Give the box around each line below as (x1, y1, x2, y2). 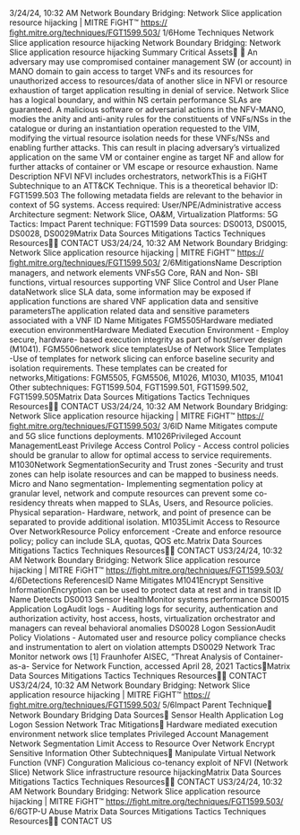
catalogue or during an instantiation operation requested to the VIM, (9, 123, 260, 134)
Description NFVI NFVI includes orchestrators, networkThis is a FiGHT (9, 171, 269, 181)
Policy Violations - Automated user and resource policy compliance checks (9, 632, 287, 643)
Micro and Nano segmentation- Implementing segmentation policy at (9, 479, 263, 488)
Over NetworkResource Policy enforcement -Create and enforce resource (9, 526, 282, 537)
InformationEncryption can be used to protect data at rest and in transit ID (9, 584, 282, 595)
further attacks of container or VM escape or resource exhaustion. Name (9, 162, 279, 171)
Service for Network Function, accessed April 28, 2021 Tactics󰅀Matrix (30, 661, 291, 672)
